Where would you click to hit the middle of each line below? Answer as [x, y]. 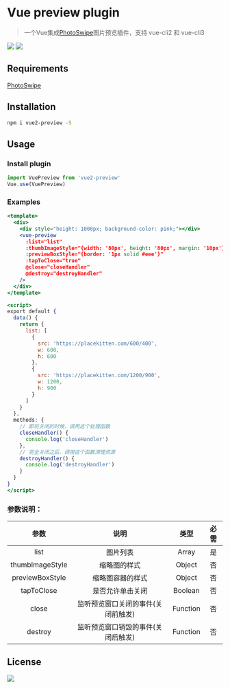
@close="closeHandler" [57, 267]
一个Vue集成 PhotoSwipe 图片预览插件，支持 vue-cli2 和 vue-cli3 [114, 32]
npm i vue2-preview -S [39, 123]
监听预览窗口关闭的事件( [117, 604]
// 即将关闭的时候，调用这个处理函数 [65, 427]
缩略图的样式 [120, 565]
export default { [32, 312]
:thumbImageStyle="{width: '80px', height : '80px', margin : [113, 248]
